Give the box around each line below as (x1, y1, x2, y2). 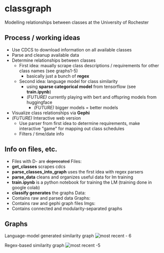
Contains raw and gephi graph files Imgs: (11, 200, 96, 206)
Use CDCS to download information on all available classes (11, 46, 132, 52)
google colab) (11, 184, 40, 190)
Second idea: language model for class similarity (19, 78, 118, 84)
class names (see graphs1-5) (19, 68, 78, 74)
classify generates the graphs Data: (11, 190, 86, 196)
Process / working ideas (4, 34, 81, 42)
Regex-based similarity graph (4, 243, 65, 249)
